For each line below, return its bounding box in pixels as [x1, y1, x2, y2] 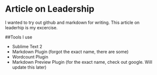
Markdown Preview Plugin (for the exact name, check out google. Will [12, 59, 153, 65]
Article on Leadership [5, 3, 95, 15]
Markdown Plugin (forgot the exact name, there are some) [12, 49, 129, 55]
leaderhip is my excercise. [5, 24, 58, 30]
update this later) [12, 64, 47, 70]
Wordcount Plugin [12, 54, 49, 59]
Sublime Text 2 [12, 43, 42, 49]
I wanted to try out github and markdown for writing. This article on [5, 19, 140, 25]
